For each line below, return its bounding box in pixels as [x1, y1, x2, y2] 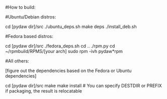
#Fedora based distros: [5, 33, 54, 39]
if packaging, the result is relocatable [5, 88, 82, 94]
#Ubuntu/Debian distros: [5, 14, 56, 19]
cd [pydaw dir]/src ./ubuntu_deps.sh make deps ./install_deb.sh [5, 23, 137, 29]
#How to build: [5, 4, 36, 10]
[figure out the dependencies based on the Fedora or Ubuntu [5, 67, 132, 73]
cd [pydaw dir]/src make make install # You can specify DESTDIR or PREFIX [5, 82, 162, 88]
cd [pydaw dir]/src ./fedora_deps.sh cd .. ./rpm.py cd [5, 43, 115, 49]
